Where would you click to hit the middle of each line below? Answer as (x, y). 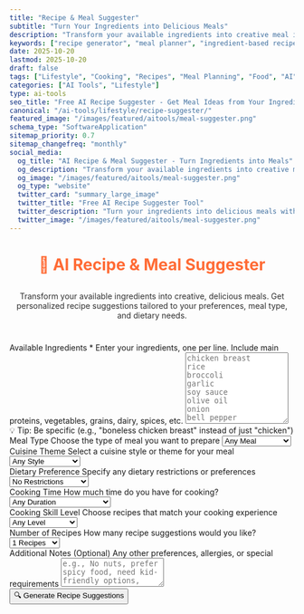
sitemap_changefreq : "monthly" (68, 144)
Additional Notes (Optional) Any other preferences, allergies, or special (141, 552)
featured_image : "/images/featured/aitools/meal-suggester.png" (133, 119)
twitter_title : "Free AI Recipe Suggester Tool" (111, 203)
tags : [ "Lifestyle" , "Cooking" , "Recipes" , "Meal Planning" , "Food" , (143, 77)
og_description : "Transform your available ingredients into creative (153, 169)
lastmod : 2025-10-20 (48, 60)
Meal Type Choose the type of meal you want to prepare (114, 440)
